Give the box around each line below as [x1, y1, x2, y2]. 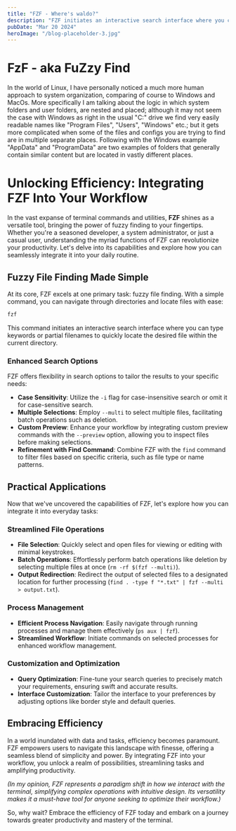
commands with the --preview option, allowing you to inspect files [17, 430, 209, 439]
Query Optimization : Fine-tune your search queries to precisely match [17, 674, 223, 683]
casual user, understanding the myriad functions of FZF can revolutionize [7, 236, 219, 245]
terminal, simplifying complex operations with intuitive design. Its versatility [7, 787, 225, 795]
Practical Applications [7, 481, 107, 493]
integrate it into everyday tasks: [7, 507, 98, 515]
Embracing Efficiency [7, 718, 103, 730]
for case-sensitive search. [17, 401, 93, 409]
